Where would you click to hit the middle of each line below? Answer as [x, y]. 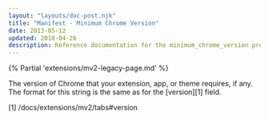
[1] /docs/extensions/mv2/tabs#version [73, 108]
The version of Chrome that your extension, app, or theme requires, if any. [131, 84]
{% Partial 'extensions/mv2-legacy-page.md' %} [89, 68]
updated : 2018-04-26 [43, 38]
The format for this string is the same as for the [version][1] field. [115, 92]
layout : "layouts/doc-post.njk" [62, 16]
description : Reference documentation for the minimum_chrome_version [128, 46]
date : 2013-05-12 [37, 30]
